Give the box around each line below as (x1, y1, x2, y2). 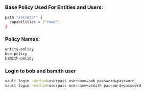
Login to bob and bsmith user (5, 68, 76, 74)
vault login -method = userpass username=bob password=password (5, 79, 135, 84)
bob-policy (5, 51, 27, 56)
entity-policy (5, 47, 34, 52)
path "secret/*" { (5, 15, 43, 20)
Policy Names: (5, 36, 40, 43)
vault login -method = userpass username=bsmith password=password (5, 83, 141, 88)
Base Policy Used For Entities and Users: (5, 4, 104, 11)
